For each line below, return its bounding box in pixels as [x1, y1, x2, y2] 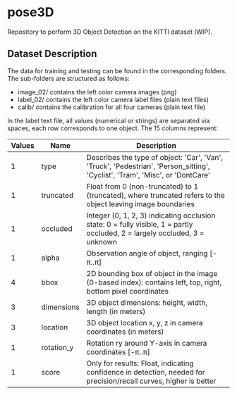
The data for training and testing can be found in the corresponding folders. [7, 66, 227, 75]
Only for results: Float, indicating [86, 358, 194, 368]
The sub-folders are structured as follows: [7, 74, 130, 82]
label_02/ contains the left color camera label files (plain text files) [17, 95, 209, 104]
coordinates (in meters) [86, 327, 164, 337]
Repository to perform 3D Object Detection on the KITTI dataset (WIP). [7, 27, 213, 36]
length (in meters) [86, 306, 146, 316]
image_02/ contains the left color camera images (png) [17, 87, 178, 96]
